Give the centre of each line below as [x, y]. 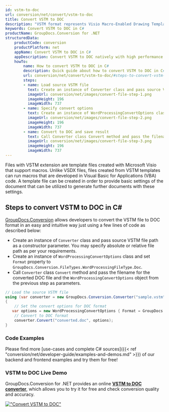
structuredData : [22, 38]
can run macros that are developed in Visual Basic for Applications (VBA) [81, 175]
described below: [23, 230]
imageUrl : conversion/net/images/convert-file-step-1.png [90, 94]
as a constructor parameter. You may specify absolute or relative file [83, 246]
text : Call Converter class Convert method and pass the [89, 137]
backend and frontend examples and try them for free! [62, 360]
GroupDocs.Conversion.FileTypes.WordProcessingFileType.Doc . [77, 267]
